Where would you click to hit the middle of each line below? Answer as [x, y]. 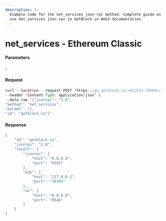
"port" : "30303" [48, 182]
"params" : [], [20, 109]
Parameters [17, 58]
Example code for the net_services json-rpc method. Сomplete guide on [85, 14]
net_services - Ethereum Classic [74, 43]
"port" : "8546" [47, 200]
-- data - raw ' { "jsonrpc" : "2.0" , [39, 100]
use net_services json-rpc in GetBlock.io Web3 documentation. [76, 19]
